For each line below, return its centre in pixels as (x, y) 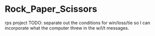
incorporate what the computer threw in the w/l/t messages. (67, 28)
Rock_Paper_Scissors (51, 9)
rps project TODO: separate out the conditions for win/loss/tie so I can (77, 23)
